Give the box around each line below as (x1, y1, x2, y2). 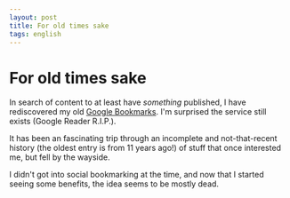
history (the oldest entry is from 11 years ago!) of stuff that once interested (9, 143, 282, 154)
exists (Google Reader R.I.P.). (9, 116, 117, 127)
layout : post (9, 12, 58, 22)
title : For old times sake (9, 21, 109, 30)
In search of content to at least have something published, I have (9, 97, 246, 107)
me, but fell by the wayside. (9, 152, 111, 162)
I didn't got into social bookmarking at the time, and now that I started (9, 170, 264, 180)
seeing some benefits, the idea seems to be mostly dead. (9, 178, 220, 189)
